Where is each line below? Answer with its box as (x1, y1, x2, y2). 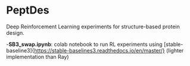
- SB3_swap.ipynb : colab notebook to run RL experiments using (6, 41, 163, 48)
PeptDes (6, 4, 49, 17)
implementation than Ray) (6, 53, 70, 60)
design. (6, 29, 25, 36)
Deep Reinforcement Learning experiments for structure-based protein (6, 23, 180, 30)
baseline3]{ (6, 47, 35, 54)
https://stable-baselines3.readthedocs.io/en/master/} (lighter (34, 47, 184, 54)
